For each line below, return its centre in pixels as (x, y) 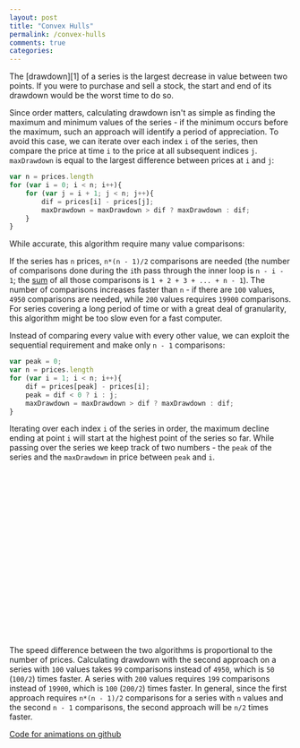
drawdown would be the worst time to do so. (92, 96)
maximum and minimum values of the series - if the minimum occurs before (149, 123)
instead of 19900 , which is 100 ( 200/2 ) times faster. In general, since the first (148, 688)
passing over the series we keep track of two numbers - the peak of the (141, 448)
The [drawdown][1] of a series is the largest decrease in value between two (149, 76)
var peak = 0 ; (36, 362)
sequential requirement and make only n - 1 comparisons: (117, 345)
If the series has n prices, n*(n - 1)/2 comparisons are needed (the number (150, 262)
